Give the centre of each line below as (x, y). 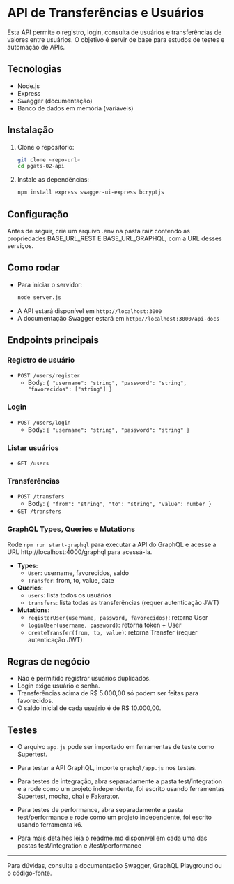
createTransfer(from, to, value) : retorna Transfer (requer (112, 632)
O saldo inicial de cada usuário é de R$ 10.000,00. (89, 708)
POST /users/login (44, 423)
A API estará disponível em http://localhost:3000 (89, 311)
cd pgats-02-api (41, 166)
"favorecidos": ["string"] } (70, 389)
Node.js (29, 86)
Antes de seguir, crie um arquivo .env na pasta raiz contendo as (99, 231)
